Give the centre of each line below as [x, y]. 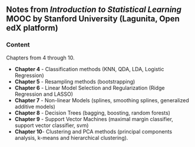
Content [18, 45]
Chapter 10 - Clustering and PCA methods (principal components [93, 131]
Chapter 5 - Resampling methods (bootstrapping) [75, 81]
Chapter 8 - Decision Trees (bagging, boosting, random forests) [92, 113]
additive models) [35, 106]
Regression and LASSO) [44, 94]
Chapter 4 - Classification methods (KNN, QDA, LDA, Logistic [89, 69]
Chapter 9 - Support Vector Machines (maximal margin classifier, [94, 119]
